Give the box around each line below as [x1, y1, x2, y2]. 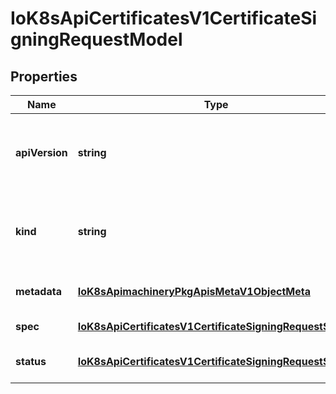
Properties [10, 68, 78, 85]
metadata [15, 285, 62, 298]
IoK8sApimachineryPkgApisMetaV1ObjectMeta [77, 285, 311, 298]
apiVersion [15, 146, 68, 159]
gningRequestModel [10, 28, 183, 51]
